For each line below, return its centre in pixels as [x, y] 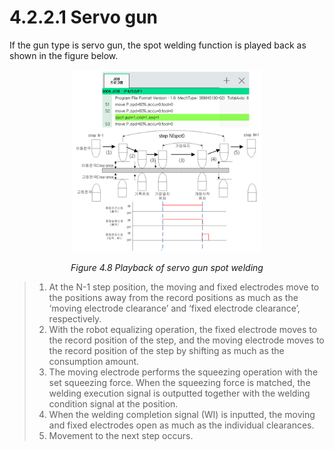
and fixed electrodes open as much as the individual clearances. [181, 425]
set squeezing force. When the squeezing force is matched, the [179, 382]
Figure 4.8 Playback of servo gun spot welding [167, 267]
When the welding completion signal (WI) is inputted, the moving [182, 414]
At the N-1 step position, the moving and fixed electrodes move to [184, 287]
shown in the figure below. [64, 55]
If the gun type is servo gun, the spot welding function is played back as [158, 45]
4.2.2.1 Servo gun [83, 17]
